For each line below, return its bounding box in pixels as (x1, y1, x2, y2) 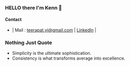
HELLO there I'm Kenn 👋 (5, 4, 62, 11)
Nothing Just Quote (5, 39, 52, 46)
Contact (5, 16, 22, 22)
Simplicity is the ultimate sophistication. (12, 50, 92, 56)
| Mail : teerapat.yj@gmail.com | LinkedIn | (12, 27, 97, 33)
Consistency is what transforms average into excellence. (12, 55, 126, 61)
